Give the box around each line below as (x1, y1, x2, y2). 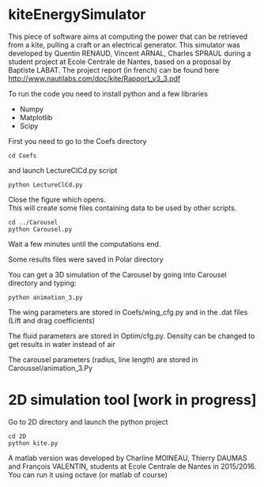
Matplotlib (19, 112, 53, 122)
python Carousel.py (8, 225, 73, 233)
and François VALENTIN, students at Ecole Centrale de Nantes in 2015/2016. (8, 461, 257, 471)
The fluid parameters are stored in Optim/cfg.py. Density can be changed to (8, 330, 255, 341)
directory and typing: (8, 278, 77, 288)
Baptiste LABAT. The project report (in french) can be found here (8, 65, 220, 74)
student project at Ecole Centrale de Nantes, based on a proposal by (8, 57, 232, 66)
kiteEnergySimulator (8, 6, 146, 24)
